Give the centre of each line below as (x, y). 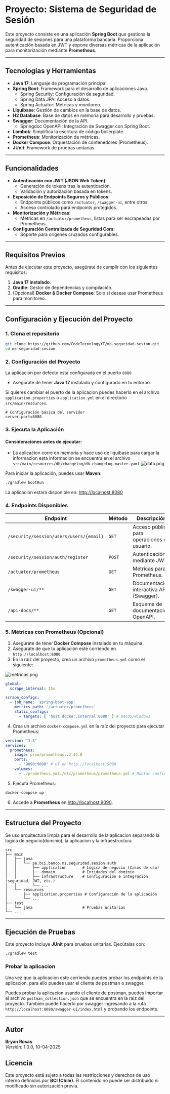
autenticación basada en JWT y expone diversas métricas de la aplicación (83, 45)
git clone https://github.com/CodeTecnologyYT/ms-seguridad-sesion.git (82, 344)
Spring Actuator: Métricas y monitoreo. (61, 104)
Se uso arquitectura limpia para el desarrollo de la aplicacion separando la (82, 835)
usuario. (142, 546)
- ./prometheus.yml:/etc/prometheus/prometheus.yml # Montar (84, 774)
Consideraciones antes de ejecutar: (44, 441)
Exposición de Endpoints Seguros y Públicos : (61, 196)
